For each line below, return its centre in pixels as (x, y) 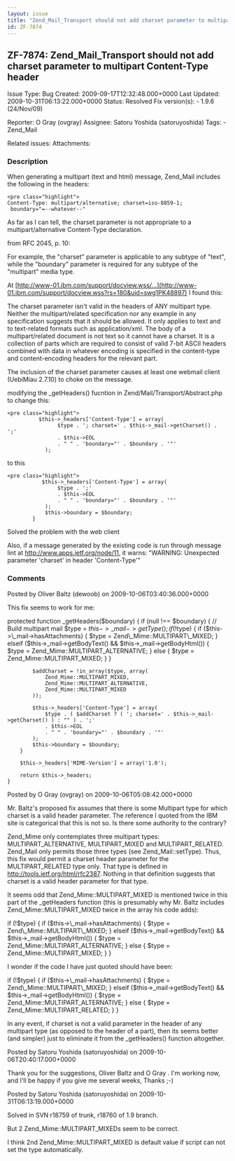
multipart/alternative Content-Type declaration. (75, 230)
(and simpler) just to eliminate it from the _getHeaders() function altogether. (116, 1038)
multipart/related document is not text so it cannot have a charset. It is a (111, 336)
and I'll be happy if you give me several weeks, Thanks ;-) (90, 1080)
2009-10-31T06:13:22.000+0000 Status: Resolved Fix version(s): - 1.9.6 (111, 102)
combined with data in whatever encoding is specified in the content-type (114, 351)
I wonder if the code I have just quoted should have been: (90, 966)
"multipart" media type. (41, 272)
